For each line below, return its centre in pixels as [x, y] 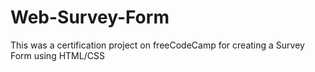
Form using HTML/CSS [57, 55]
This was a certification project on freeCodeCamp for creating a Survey [157, 45]
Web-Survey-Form [90, 17]
